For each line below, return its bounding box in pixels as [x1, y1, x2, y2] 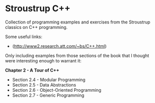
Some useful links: [5, 34, 43, 40]
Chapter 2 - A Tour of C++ [5, 67, 60, 73]
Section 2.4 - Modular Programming [12, 77, 86, 82]
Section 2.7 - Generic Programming [12, 92, 85, 98]
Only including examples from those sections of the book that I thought [5, 52, 149, 59]
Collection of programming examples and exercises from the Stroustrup [5, 19, 151, 25]
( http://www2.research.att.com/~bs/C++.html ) [12, 43, 107, 49]
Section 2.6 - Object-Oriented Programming [12, 87, 102, 93]
